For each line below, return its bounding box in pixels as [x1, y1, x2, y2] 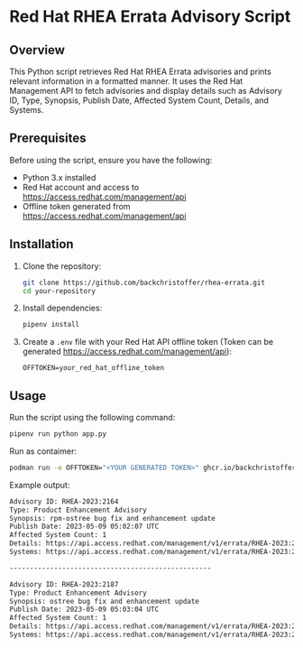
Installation [9, 236, 74, 252]
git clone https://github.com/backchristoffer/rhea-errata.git [22, 278, 266, 287]
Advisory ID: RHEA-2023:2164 [9, 496, 119, 506]
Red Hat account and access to [22, 181, 140, 192]
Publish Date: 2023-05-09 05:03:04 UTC [9, 605, 160, 615]
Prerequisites [9, 131, 87, 146]
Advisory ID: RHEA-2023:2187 [9, 579, 119, 588]
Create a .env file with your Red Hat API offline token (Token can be [22, 337, 273, 347]
